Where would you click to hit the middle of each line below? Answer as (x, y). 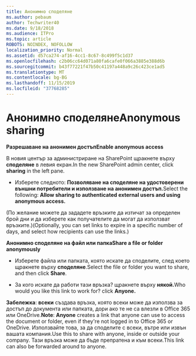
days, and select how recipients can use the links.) (68, 231)
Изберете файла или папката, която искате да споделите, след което (102, 260)
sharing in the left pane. (35, 171)
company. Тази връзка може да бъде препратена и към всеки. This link (95, 340)
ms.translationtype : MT (35, 72)
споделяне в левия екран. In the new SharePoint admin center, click (90, 164)
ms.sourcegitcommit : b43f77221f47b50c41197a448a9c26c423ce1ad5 (86, 67)
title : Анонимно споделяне (39, 12)
